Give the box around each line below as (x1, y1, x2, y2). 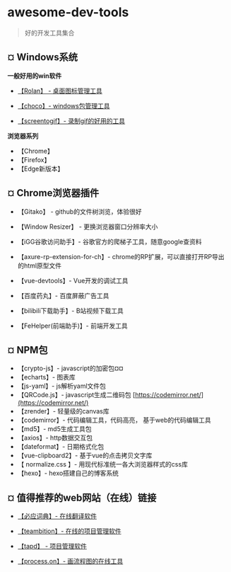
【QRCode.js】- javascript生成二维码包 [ (17, 391, 136, 399)
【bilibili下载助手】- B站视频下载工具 (17, 306, 124, 315)
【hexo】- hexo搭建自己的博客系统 (17, 469, 119, 478)
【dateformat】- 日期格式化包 (17, 442, 105, 451)
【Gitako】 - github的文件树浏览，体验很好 (17, 207, 142, 216)
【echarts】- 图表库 (17, 373, 76, 382)
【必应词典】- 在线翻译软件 (17, 512, 97, 520)
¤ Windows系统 (7, 51, 78, 64)
